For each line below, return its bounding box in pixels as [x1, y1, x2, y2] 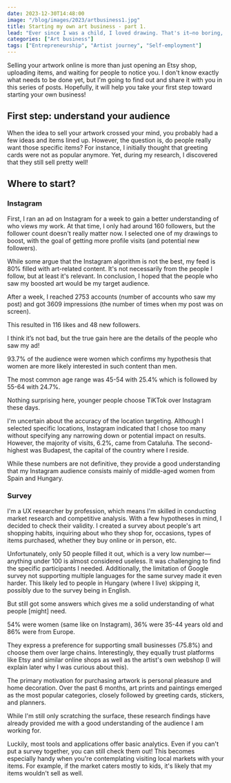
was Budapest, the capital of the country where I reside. [30, 446, 190, 454]
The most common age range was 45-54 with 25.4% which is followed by [7, 375, 217, 384]
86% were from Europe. [7, 627, 76, 635]
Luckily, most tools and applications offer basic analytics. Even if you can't [7, 740, 219, 748]
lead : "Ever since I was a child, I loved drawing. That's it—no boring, [7, 29, 224, 37]
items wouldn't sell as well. [7, 769, 84, 777]
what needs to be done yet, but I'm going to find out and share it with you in [7, 76, 223, 83]
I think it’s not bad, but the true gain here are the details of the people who [7, 334, 218, 342]
